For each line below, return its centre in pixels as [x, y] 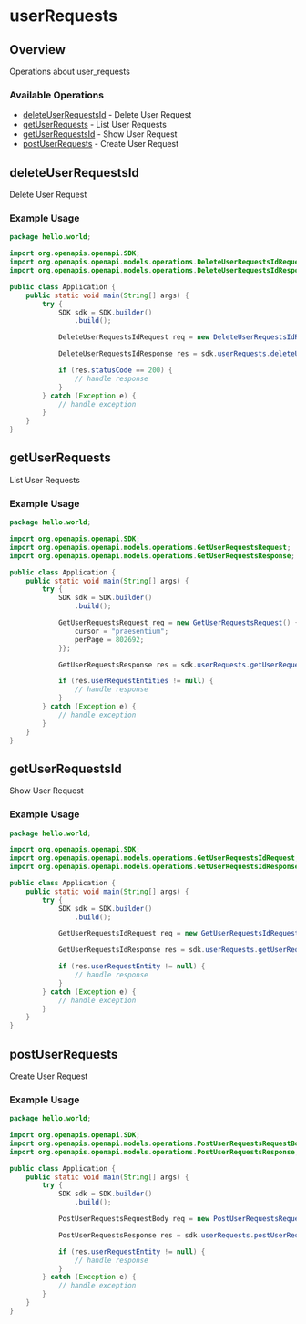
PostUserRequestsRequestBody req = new [133, 1219]
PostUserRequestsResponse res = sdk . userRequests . [156, 1235]
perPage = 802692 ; [109, 639]
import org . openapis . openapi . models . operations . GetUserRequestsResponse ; [153, 556]
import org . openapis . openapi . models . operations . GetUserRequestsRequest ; [150, 547]
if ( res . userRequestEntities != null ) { [136, 681]
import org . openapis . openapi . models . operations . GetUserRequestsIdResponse [154, 867]
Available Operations [57, 95]
